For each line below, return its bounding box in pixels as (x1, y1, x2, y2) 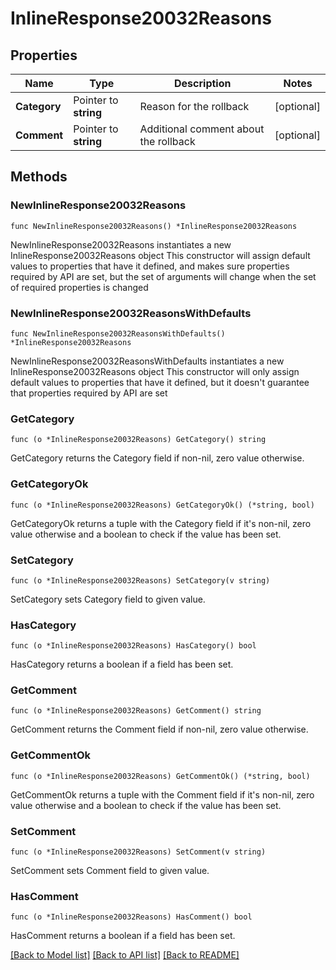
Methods (10, 168, 68, 186)
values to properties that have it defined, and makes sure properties (10, 260, 290, 272)
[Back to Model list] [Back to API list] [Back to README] (10, 949, 240, 961)
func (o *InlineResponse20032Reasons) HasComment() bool (10, 912, 253, 922)
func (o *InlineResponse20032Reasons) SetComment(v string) (10, 847, 267, 857)
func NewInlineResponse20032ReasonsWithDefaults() (10, 328, 226, 339)
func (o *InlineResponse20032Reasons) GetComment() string (10, 706, 262, 716)
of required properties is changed (10, 281, 149, 293)
